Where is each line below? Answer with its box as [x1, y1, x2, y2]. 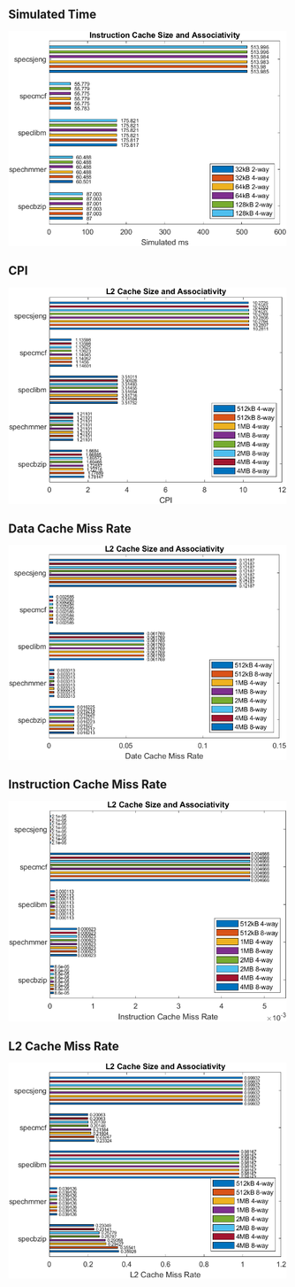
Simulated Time [8, 7, 97, 22]
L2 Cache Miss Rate [8, 1039, 120, 1054]
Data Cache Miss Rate [8, 522, 132, 537]
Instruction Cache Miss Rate [8, 777, 167, 792]
